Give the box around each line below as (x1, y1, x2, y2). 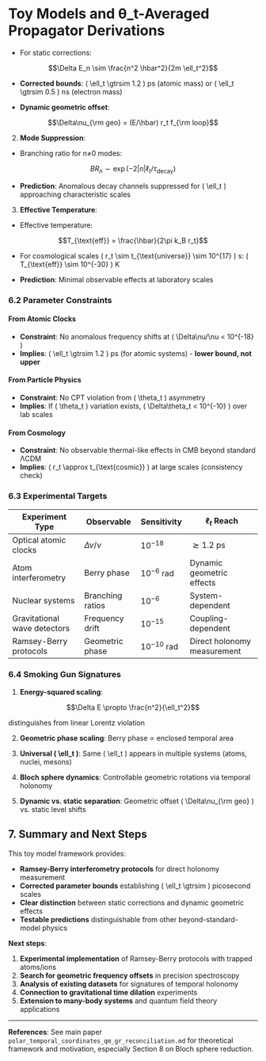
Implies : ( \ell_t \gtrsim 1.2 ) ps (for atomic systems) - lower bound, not (19, 348, 252, 358)
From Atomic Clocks (8, 314, 77, 324)
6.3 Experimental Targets (8, 491, 108, 502)
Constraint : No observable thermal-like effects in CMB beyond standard (19, 446, 256, 455)
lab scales (19, 410, 53, 419)
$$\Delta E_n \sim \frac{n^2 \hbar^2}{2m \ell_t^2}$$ (47, 63, 218, 72)
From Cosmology (8, 427, 66, 437)
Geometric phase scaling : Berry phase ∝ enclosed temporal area (19, 733, 234, 742)
